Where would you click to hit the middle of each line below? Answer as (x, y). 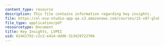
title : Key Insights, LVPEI (34, 32)
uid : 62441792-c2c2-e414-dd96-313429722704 (50, 36)
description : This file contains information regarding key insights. (78, 14)
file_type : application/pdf (34, 23)
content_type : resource (29, 9)
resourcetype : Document (29, 27)
